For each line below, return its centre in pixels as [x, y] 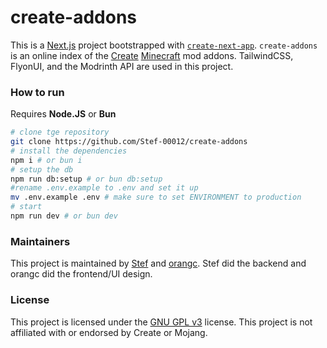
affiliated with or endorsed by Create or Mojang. [109, 332]
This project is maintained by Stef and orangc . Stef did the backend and [158, 263]
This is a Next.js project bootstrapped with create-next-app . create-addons [164, 45]
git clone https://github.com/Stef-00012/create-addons [129, 142]
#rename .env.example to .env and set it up [104, 188]
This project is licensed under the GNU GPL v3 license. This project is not [161, 322]
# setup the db [42, 169]
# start [26, 207]
